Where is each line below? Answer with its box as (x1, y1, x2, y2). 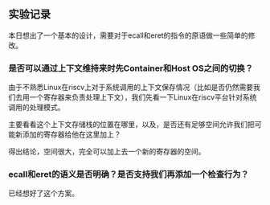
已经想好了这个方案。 (8, 188, 79, 199)
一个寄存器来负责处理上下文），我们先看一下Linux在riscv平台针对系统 (29, 92, 257, 102)
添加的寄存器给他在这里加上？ (22, 129, 121, 139)
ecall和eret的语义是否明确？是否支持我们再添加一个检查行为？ (8, 169, 249, 180)
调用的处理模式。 (8, 103, 65, 113)
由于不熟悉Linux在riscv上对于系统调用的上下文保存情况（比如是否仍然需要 (8, 83, 254, 92)
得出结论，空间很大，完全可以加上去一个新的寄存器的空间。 (8, 147, 206, 157)
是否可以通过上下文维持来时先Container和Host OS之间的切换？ (8, 63, 254, 74)
